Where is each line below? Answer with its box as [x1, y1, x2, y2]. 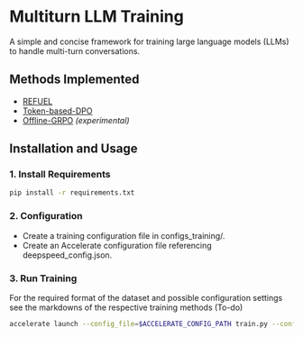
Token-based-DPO [22, 105, 93, 116]
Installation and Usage [9, 141, 138, 157]
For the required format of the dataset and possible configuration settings [9, 292, 283, 303]
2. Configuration [9, 210, 83, 223]
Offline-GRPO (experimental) [22, 114, 130, 125]
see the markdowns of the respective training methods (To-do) [9, 302, 243, 313]
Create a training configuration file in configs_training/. [22, 230, 225, 241]
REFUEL [22, 96, 53, 106]
